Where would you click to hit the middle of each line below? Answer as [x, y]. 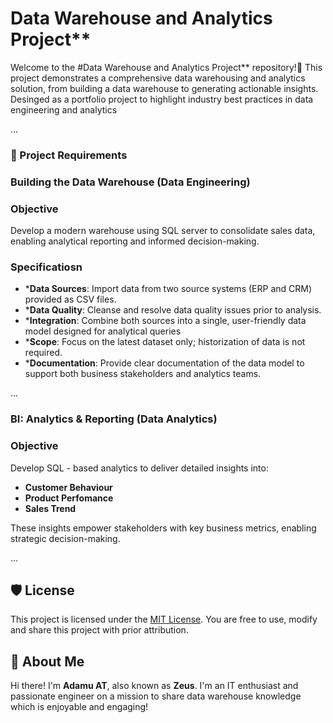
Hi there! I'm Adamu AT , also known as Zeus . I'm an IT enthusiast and [154, 686]
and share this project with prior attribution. [99, 630]
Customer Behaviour [68, 487]
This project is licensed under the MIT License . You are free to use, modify [164, 619]
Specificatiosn [46, 267]
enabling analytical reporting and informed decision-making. [135, 241]
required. [43, 353]
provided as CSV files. [70, 299]
